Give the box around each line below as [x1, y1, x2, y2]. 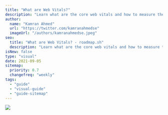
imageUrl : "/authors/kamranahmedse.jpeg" [9, 30, 97, 35]
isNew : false [5, 49, 32, 54]
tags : [5, 77, 16, 82]
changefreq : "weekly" [9, 72, 55, 77]
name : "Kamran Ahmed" [9, 21, 55, 26]
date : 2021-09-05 [5, 58, 41, 63]
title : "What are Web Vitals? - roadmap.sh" [9, 40, 104, 45]
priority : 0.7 [9, 68, 39, 73]
